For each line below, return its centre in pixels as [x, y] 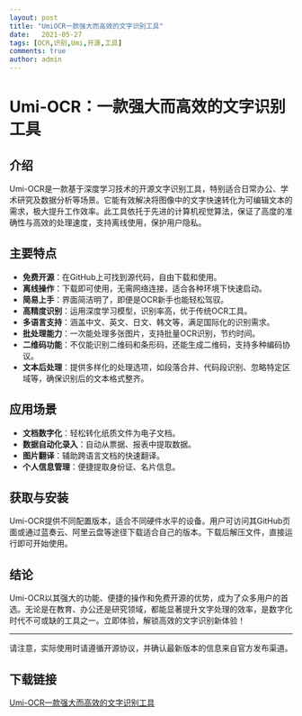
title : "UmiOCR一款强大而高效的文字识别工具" [86, 26]
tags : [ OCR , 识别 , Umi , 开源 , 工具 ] [66, 43]
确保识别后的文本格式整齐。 [98, 378]
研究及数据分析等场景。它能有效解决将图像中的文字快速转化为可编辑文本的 [155, 200]
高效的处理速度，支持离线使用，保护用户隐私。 [120, 222]
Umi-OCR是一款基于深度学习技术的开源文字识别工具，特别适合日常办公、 [145, 189]
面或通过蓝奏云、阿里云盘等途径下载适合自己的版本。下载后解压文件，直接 [147, 532]
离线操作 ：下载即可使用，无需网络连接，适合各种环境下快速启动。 [144, 288]
